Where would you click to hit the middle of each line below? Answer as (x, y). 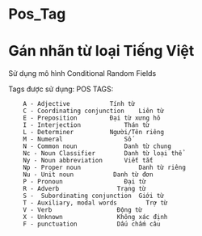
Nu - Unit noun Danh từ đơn (88, 175)
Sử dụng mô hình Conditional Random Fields (82, 74)
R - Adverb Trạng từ (85, 189)
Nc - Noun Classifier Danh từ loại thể (103, 154)
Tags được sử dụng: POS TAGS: (61, 89)
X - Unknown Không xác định (95, 217)
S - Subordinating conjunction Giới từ (93, 196)
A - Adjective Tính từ (79, 104)
